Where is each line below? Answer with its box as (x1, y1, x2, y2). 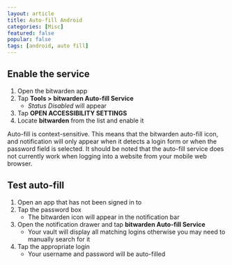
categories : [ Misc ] (7, 23, 64, 30)
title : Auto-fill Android (7, 17, 82, 24)
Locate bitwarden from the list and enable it (17, 116, 144, 125)
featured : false (7, 29, 54, 37)
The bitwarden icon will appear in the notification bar (27, 213, 180, 221)
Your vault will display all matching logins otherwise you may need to (27, 227, 226, 236)
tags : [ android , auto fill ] (7, 42, 89, 49)
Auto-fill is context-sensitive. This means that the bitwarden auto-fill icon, (7, 129, 219, 138)
